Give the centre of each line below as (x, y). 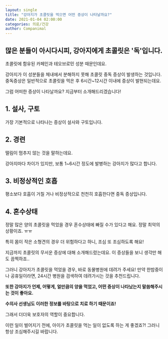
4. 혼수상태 (22, 211)
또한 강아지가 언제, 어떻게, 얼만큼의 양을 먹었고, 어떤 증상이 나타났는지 (73, 287)
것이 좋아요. (22, 293)
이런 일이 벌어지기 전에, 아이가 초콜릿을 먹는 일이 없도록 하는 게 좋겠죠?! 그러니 (82, 325)
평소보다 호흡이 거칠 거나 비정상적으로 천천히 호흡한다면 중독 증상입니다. (76, 194)
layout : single (21, 10)
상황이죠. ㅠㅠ (19, 231)
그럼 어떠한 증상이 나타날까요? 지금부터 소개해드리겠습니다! (63, 91)
